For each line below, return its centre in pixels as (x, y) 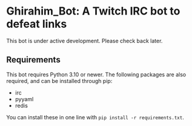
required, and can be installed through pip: (59, 81)
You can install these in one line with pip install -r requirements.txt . (95, 117)
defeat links (37, 24)
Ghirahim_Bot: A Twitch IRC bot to (93, 11)
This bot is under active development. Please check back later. (84, 41)
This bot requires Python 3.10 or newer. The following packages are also (96, 75)
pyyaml (24, 99)
